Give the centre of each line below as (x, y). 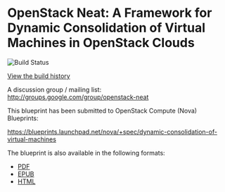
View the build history (39, 76)
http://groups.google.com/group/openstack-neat (78, 97)
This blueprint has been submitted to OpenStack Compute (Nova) (102, 110)
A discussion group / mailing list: (54, 89)
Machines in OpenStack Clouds (101, 43)
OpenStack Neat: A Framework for (110, 13)
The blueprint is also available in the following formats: (86, 153)
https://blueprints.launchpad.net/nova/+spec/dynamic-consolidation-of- (112, 132)
